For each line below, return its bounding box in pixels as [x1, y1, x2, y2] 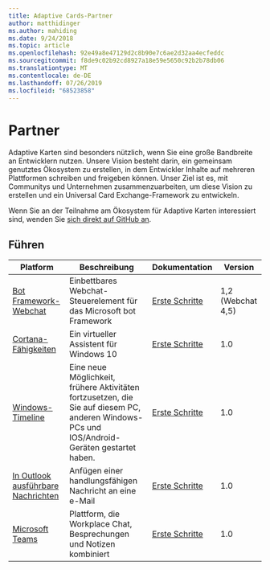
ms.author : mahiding [8, 27, 78, 35]
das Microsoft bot [69, 306, 137, 317]
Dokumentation [152, 262, 213, 273]
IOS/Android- [69, 432, 121, 443]
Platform [19, 262, 54, 273]
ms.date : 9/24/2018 [8, 34, 74, 43]
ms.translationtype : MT [8, 64, 88, 72]
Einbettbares [69, 275, 118, 286]
